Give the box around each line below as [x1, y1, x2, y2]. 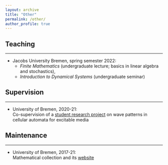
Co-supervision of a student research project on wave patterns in [12, 111, 147, 117]
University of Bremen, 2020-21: [12, 106, 77, 112]
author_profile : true [5, 21, 50, 26]
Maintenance [5, 131, 47, 140]
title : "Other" [5, 12, 37, 17]
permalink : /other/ [5, 16, 46, 21]
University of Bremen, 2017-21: [12, 149, 76, 155]
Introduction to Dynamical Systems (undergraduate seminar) [19, 73, 145, 80]
